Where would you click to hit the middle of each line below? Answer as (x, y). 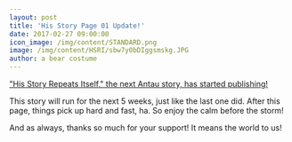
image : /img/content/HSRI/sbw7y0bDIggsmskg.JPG (99, 51)
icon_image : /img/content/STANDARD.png (83, 42)
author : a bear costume (53, 59)
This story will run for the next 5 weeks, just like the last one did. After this (145, 101)
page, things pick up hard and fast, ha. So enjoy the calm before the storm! (146, 110)
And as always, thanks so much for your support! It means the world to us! (146, 128)
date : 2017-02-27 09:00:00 (59, 34)
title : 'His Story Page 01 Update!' (77, 26)
